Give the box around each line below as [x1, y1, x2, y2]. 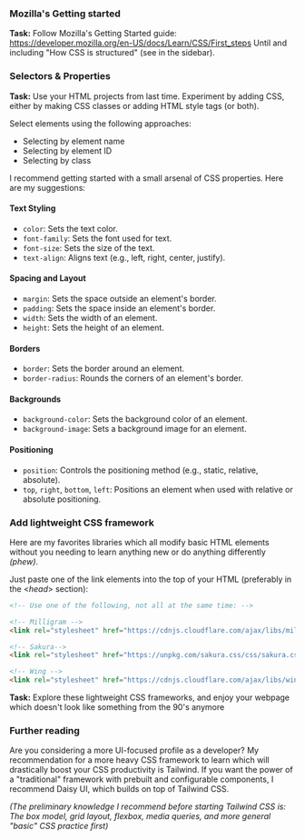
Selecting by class [22, 155, 92, 165]
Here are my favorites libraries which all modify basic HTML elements [9, 536, 270, 547]
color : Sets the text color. [22, 223, 118, 234]
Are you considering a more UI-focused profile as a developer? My [9, 745, 260, 756]
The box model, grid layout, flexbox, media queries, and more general [9, 811, 271, 822]
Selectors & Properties [9, 70, 111, 83]
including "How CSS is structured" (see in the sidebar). [9, 47, 215, 58]
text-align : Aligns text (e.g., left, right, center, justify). [22, 252, 226, 263]
